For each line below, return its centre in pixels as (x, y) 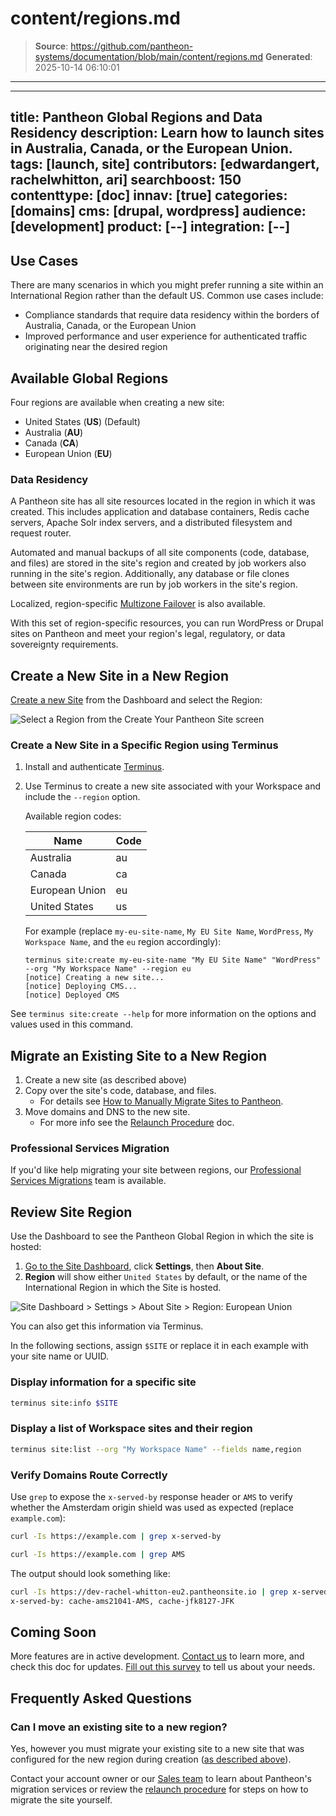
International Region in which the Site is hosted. (123, 1288)
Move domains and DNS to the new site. (107, 1112)
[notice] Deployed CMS (72, 995)
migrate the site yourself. (61, 1799)
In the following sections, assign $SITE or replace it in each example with (159, 1346)
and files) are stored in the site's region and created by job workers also (158, 563)
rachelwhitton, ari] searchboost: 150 (126, 180)
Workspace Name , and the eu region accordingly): (123, 942)
